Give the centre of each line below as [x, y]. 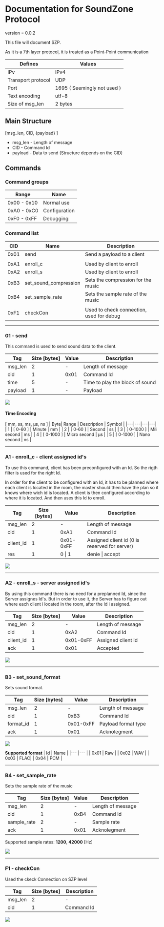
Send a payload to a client [115, 254]
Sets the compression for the [118, 280]
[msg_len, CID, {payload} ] [32, 133]
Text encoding [24, 96]
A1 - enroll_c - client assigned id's [46, 457]
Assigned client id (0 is [113, 540]
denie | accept [104, 554]
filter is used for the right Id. [33, 473]
